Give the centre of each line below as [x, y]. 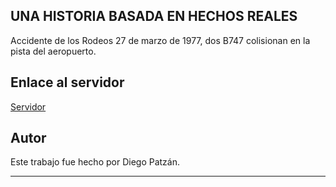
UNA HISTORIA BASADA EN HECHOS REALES [154, 16]
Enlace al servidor [67, 82]
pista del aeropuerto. [53, 51]
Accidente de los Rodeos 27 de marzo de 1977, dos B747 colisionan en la [160, 40]
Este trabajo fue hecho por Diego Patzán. [95, 162]
